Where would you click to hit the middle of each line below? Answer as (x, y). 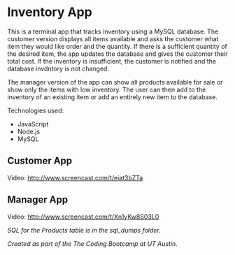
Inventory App (50, 12)
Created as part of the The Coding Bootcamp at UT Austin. (93, 243)
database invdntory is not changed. (58, 68)
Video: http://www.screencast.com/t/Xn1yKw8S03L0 (83, 217)
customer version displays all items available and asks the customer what (113, 38)
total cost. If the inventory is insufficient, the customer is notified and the (112, 61)
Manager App (38, 200)
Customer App (40, 161)
